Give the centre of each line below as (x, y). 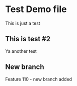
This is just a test (23, 23)
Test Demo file (36, 9)
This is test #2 (28, 39)
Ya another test (21, 51)
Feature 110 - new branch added (38, 79)
